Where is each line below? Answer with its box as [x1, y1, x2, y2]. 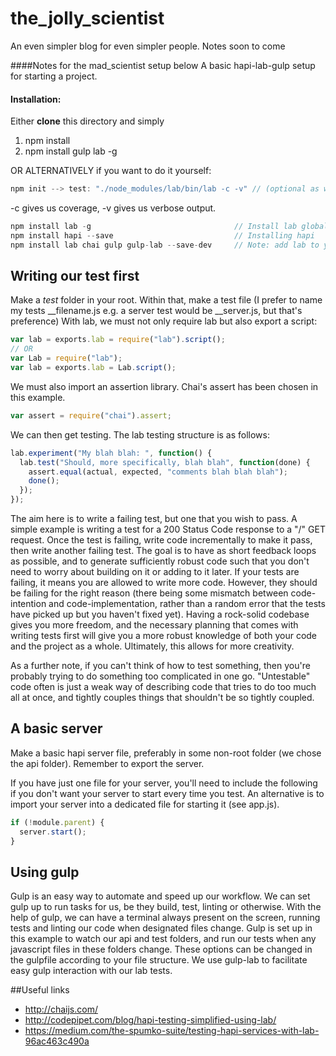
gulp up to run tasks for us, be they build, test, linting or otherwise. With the [10, 901, 322, 913]
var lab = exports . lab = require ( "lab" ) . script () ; [10, 335, 226, 345]
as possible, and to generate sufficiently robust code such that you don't [10, 555, 310, 567]
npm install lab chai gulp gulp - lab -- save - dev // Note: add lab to [10, 240, 320, 250]
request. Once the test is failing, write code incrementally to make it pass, [10, 534, 313, 546]
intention [10, 598, 47, 610]
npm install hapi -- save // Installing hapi [10, 230, 315, 241]
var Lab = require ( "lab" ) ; [10, 353, 123, 364]
